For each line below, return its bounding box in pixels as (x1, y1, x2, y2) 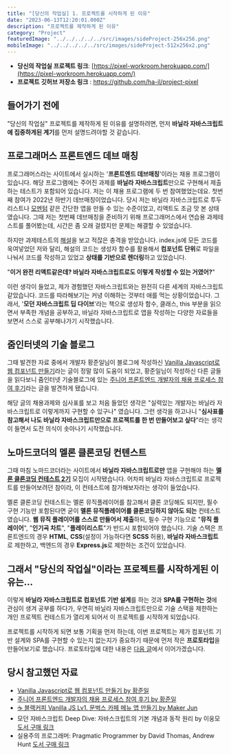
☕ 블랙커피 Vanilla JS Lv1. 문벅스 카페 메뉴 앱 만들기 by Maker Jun (16, 703, 198, 712)
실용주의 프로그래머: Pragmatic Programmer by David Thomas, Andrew (16, 731, 215, 740)
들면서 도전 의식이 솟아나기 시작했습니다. (14, 425, 123, 433)
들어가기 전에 (7, 100, 60, 111)
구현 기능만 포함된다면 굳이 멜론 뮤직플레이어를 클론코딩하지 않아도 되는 (7, 507, 197, 515)
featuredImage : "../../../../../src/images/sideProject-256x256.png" (7, 36, 211, 43)
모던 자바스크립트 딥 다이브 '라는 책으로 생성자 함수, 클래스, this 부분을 (23, 299, 209, 308)
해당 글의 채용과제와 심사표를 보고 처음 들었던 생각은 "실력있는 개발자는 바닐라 (7, 398, 215, 407)
